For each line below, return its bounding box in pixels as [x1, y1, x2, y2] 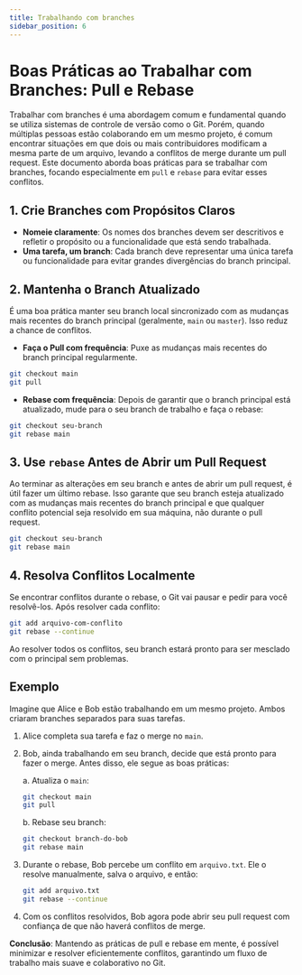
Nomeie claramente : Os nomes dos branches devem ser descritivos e [22, 227, 284, 237]
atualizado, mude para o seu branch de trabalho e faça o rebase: [22, 404, 264, 414]
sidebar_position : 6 [9, 22, 87, 31]
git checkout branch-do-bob [22, 834, 128, 844]
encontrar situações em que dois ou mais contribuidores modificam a [9, 138, 268, 149]
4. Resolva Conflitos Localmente [9, 568, 196, 583]
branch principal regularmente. [22, 352, 138, 363]
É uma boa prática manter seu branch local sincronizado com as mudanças [9, 306, 289, 317]
